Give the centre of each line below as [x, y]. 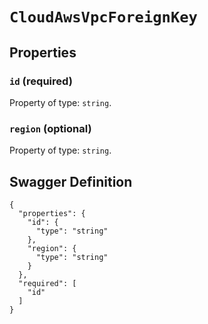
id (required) [41, 81]
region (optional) [50, 128]
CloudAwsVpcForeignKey [103, 17]
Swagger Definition [71, 181]
